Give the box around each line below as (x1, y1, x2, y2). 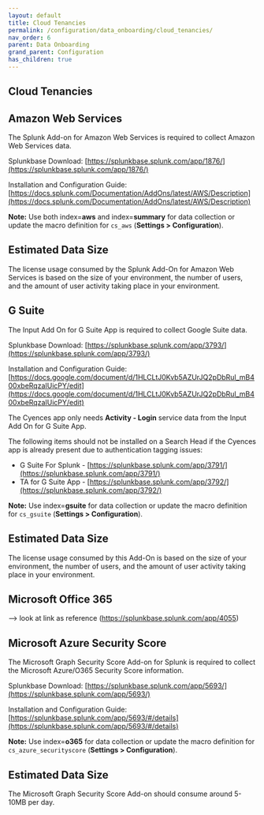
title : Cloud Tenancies (8, 19, 87, 27)
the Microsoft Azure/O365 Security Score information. (8, 666, 184, 675)
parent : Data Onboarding (8, 41, 90, 49)
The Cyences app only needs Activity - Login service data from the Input (8, 412, 247, 423)
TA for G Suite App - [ (19, 477, 91, 486)
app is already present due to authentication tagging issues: (8, 445, 203, 454)
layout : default (8, 11, 61, 20)
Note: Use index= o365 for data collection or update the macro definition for (8, 737, 255, 746)
